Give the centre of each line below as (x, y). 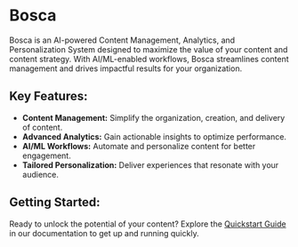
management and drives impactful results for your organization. (126, 68)
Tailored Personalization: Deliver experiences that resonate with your (150, 164)
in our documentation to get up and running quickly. (104, 233)
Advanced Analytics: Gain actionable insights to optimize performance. (154, 136)
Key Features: (48, 96)
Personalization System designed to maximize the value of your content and (149, 49)
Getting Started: (55, 202)
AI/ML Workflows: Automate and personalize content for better (139, 146)
